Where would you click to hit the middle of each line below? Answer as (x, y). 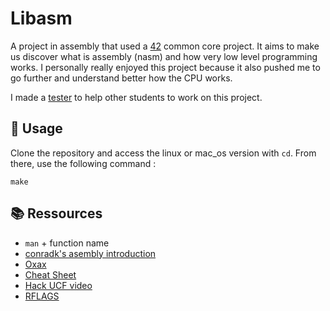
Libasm (41, 18)
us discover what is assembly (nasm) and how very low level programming (164, 56)
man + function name (67, 243)
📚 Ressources (56, 213)
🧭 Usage (36, 128)
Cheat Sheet (50, 274)
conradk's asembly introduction (90, 253)
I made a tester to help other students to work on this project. (136, 97)
